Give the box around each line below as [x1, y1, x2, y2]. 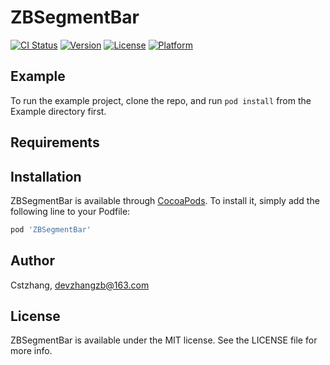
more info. [10, 345, 53, 357]
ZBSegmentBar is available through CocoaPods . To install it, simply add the [10, 194, 320, 206]
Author [10, 252, 55, 270]
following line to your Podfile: [10, 205, 131, 217]
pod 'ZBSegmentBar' [10, 224, 92, 235]
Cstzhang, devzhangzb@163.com [10, 279, 150, 291]
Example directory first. [10, 105, 107, 117]
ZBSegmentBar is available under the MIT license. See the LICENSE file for [10, 334, 318, 346]
